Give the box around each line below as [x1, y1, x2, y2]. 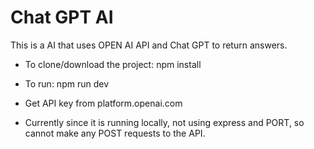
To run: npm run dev [24, 77, 109, 90]
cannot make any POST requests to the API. [24, 127, 206, 139]
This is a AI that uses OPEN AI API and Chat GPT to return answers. [10, 39, 288, 51]
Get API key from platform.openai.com [24, 97, 183, 109]
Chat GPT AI [10, 6, 114, 29]
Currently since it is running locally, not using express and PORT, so [24, 116, 305, 128]
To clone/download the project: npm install [24, 58, 202, 70]
